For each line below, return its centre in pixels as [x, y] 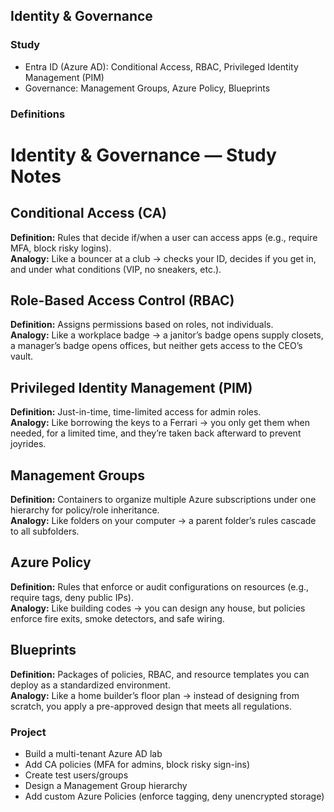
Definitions [38, 114]
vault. [22, 356]
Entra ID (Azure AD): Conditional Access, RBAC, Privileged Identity [161, 66]
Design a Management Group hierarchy [106, 785]
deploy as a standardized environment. [90, 685]
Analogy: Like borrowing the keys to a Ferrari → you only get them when [160, 423]
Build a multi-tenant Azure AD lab [93, 753]
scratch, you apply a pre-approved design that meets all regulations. [151, 706]
